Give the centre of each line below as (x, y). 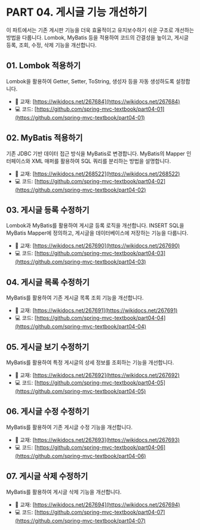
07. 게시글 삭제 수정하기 (47, 476)
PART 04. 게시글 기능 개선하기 (77, 12)
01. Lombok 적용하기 (44, 66)
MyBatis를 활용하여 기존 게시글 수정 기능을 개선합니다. (70, 427)
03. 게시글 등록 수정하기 (48, 210)
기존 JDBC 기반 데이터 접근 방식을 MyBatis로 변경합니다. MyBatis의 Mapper (96, 153)
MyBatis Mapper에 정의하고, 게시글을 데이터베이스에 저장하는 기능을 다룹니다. (97, 233)
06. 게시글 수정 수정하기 (48, 412)
